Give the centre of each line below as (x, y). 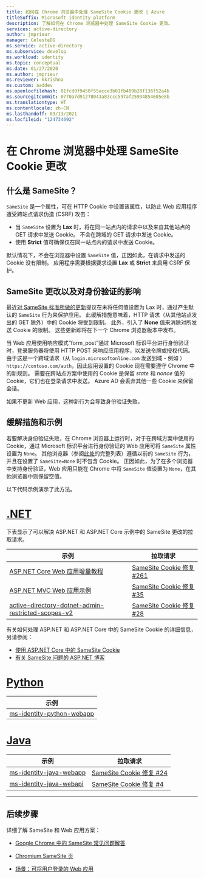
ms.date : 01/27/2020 (32, 68)
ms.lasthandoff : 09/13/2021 (42, 114)
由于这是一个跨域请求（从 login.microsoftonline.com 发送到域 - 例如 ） (96, 358)
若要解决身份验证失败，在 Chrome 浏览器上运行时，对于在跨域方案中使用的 (100, 438)
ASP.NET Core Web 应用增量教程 (56, 571)
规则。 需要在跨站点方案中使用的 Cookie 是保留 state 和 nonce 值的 (101, 373)
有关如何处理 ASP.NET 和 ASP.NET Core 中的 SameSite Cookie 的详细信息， (101, 629)
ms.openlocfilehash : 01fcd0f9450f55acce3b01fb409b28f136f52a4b (88, 91)
